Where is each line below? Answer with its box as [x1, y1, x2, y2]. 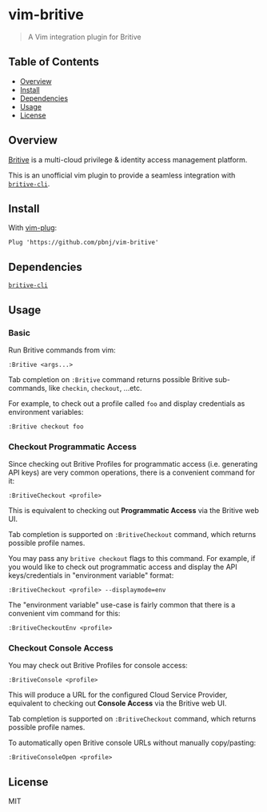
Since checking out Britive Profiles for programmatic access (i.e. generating [8, 460, 258, 469]
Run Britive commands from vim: [8, 345, 116, 355]
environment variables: [8, 407, 84, 416]
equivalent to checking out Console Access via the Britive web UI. [8, 699, 227, 708]
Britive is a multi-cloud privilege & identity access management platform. [8, 154, 248, 165]
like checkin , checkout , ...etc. [48, 383, 142, 392]
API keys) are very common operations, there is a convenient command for [8, 468, 256, 477]
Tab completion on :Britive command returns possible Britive [8, 374, 213, 384]
